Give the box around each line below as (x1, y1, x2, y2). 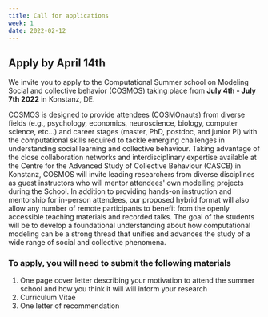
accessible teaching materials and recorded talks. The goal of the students (8, 212, 255, 222)
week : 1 (8, 19, 34, 27)
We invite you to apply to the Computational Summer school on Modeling (8, 78, 250, 87)
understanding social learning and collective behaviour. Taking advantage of (8, 144, 260, 154)
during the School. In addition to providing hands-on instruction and (8, 187, 232, 196)
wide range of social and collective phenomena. (8, 238, 166, 247)
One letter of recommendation (19, 301, 120, 311)
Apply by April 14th (8, 56, 106, 70)
